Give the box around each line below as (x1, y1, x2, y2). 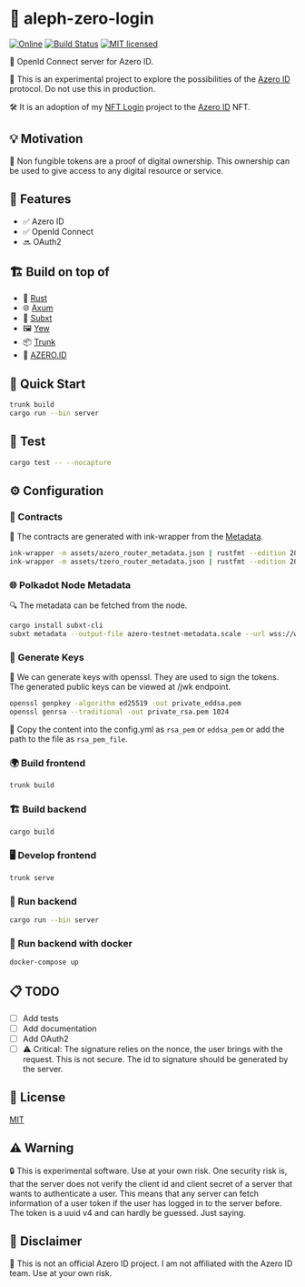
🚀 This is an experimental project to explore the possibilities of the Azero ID (9, 73, 290, 85)
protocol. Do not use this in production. (9, 83, 156, 94)
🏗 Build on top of (9, 264, 111, 279)
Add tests (22, 1012, 59, 1023)
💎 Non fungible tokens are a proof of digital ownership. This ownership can (9, 155, 290, 167)
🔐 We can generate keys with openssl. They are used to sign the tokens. (9, 672, 280, 683)
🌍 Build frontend (9, 757, 86, 770)
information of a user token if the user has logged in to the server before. (9, 1197, 283, 1209)
